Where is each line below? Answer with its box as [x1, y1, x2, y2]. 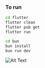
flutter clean [5, 20, 36, 25]
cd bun [5, 38, 19, 44]
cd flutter [5, 15, 29, 20]
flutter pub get [5, 25, 40, 30]
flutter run [5, 29, 31, 34]
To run [5, 4, 22, 11]
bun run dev [5, 48, 31, 53]
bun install [5, 43, 31, 49]
